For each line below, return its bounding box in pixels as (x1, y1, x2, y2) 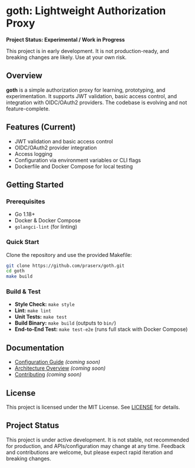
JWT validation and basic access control (14, 138, 113, 145)
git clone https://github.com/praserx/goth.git (6, 263, 125, 269)
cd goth (6, 268, 25, 274)
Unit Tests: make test (14, 313, 68, 320)
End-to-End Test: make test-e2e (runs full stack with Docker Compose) (14, 326, 188, 333)
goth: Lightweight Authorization (6, 4, 166, 18)
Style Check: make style (14, 301, 75, 308)
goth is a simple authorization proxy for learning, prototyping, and (6, 86, 166, 93)
